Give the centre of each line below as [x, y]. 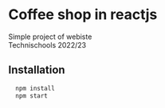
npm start [31, 96]
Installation [37, 70]
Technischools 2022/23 [47, 44]
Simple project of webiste [50, 37]
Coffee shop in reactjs [83, 15]
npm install [35, 88]
